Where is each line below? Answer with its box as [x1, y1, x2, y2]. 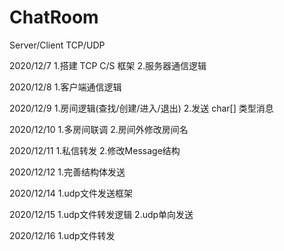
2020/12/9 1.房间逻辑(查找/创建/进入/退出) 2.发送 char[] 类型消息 [9, 102, 274, 114]
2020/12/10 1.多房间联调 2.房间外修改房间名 [9, 123, 189, 135]
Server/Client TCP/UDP [9, 39, 106, 51]
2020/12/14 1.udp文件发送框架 [9, 187, 133, 199]
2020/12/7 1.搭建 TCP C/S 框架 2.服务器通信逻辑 [9, 59, 207, 71]
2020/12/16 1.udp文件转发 [9, 229, 116, 241]
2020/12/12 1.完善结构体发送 [9, 166, 126, 178]
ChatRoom [9, 6, 99, 29]
